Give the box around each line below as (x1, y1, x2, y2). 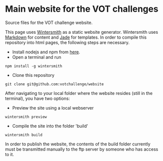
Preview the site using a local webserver (12, 105, 94, 111)
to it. (5, 151, 14, 157)
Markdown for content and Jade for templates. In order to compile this (5, 34, 147, 40)
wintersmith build (5, 132, 43, 138)
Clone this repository (12, 72, 55, 78)
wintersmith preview (5, 114, 47, 119)
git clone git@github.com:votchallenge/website (5, 82, 104, 87)
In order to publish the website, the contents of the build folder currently (5, 141, 151, 147)
